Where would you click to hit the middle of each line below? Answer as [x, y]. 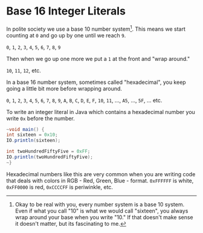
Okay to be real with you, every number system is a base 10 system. [100, 204]
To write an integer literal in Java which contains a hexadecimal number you [101, 112]
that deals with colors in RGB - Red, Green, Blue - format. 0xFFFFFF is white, [100, 180]
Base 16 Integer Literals [66, 11]
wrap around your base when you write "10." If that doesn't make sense [104, 217]
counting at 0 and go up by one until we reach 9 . [66, 35]
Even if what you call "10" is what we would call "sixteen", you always [101, 211]
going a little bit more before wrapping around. [64, 88]
